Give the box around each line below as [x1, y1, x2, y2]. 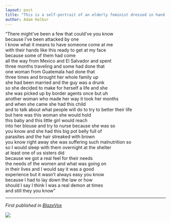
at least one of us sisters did [5, 150, 65, 156]
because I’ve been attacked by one [5, 36, 79, 42]
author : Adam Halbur [5, 17, 49, 22]
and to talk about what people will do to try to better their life [5, 106, 132, 113]
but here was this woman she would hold [5, 112, 92, 118]
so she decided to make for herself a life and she [5, 85, 108, 91]
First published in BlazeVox [5, 202, 62, 209]
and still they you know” [5, 188, 56, 194]
